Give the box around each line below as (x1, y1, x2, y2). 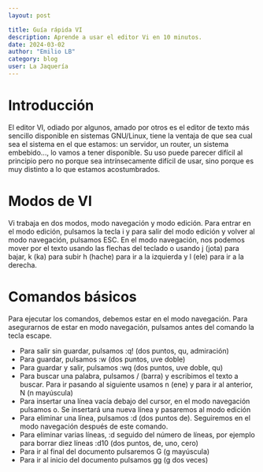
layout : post (8, 11, 51, 20)
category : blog (8, 55, 58, 63)
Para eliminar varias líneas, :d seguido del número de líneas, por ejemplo (19, 429, 256, 439)
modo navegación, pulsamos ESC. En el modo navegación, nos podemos (8, 234, 246, 245)
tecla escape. (8, 331, 53, 340)
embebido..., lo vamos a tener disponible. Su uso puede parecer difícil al (8, 148, 243, 157)
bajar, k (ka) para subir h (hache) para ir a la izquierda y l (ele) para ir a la (8, 252, 244, 261)
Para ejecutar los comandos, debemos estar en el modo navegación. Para (8, 313, 248, 324)
